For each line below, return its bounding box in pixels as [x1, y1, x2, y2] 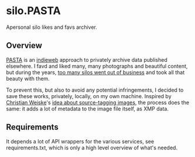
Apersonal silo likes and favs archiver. [6, 24, 98, 31]
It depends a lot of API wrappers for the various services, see [6, 138, 154, 145]
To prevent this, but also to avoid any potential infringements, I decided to [6, 86, 184, 93]
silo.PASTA [6, 4, 61, 18]
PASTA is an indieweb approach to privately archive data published [6, 56, 168, 63]
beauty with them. [6, 75, 50, 82]
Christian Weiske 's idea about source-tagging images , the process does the [6, 99, 189, 106]
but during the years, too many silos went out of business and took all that [6, 69, 185, 76]
